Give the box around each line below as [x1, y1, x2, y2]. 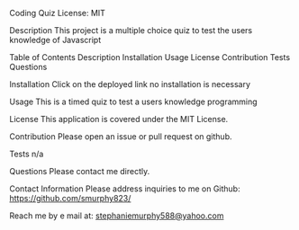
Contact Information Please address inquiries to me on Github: [9, 183, 240, 194]
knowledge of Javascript [9, 35, 102, 45]
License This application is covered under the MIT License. [9, 114, 229, 124]
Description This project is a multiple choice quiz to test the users [9, 25, 253, 35]
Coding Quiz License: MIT [9, 8, 106, 18]
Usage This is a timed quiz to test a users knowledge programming [9, 96, 258, 107]
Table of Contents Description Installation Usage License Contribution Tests [9, 52, 291, 62]
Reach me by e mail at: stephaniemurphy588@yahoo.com [9, 210, 224, 221]
